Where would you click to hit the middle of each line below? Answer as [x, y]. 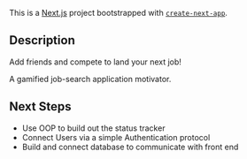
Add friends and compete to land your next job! [95, 62]
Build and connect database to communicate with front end [130, 147]
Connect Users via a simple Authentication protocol [116, 137]
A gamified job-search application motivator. [90, 79]
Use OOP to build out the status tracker [93, 128]
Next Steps [40, 106]
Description [42, 40]
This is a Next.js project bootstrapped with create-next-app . [119, 13]
